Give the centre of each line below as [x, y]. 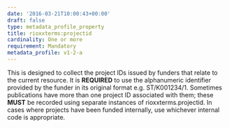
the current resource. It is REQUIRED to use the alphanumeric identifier [109, 80]
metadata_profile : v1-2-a [45, 53]
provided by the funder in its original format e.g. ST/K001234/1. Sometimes [114, 87]
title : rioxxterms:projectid [50, 33]
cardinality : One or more [45, 40]
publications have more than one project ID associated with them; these [111, 94]
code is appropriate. [36, 117]
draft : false [26, 20]
